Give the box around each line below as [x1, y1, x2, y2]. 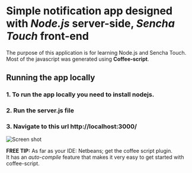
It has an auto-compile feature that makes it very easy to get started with [6, 153, 184, 161]
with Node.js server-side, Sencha [6, 17, 175, 30]
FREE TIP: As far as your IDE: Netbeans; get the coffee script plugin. [6, 147, 173, 155]
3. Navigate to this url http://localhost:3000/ [6, 122, 137, 131]
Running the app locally [6, 73, 95, 83]
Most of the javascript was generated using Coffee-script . [6, 55, 149, 62]
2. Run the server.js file [6, 106, 74, 115]
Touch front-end [6, 30, 89, 43]
